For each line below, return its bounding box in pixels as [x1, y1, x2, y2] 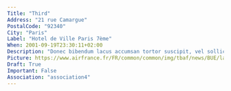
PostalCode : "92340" [7, 23, 67, 29]
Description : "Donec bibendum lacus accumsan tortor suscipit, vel [7, 49, 205, 55]
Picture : [7, 55, 32, 62]
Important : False [7, 67, 57, 74]
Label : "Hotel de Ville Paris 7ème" [7, 36, 112, 42]
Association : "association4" [7, 73, 91, 81]
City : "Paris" [7, 29, 48, 36]
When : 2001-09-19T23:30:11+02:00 [7, 42, 103, 49]
